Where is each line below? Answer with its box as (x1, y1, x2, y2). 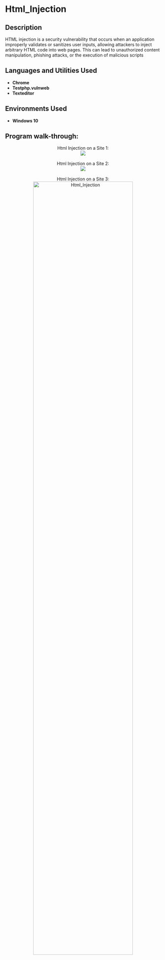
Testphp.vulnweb (12, 85, 49, 91)
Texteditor (12, 90, 35, 96)
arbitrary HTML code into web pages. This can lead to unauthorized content (5, 47, 160, 53)
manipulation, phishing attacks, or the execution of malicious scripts (5, 52, 144, 58)
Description (5, 23, 42, 32)
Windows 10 (12, 117, 39, 123)
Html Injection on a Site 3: (56, 176, 110, 182)
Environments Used (5, 105, 67, 113)
